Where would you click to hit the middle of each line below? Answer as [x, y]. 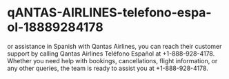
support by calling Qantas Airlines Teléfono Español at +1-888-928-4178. [111, 54]
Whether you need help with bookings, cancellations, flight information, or [112, 60]
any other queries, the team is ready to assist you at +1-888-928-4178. [108, 68]
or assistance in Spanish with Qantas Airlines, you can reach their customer [114, 46]
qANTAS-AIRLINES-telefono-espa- [109, 13]
